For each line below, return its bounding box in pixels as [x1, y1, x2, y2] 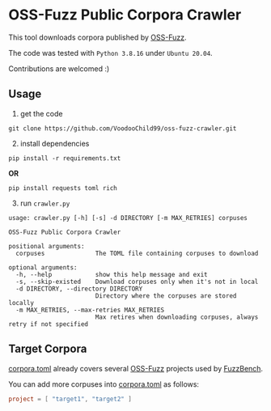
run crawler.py [19, 198, 70, 208]
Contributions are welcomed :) [8, 63, 110, 74]
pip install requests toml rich [8, 184, 117, 192]
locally [8, 299, 35, 307]
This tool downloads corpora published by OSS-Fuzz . [8, 32, 187, 42]
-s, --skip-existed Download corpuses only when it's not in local [15, 278, 259, 286]
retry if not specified [8, 320, 89, 328]
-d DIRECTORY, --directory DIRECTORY [15, 285, 143, 293]
